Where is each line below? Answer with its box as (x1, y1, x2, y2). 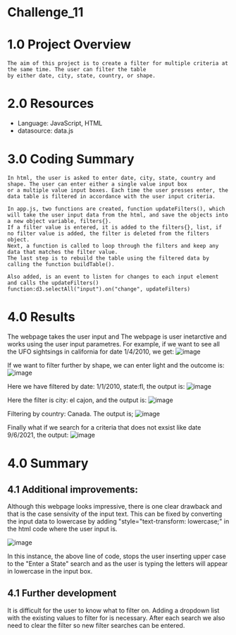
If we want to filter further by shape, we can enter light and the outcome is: (7, 361, 225, 369)
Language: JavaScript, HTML (17, 119, 103, 128)
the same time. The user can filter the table (7, 66, 147, 73)
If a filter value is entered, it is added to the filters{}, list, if (7, 224, 222, 231)
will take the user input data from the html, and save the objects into (7, 212, 229, 219)
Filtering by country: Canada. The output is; (7, 409, 134, 418)
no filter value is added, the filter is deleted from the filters (7, 230, 210, 237)
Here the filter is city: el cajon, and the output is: (7, 396, 147, 404)
